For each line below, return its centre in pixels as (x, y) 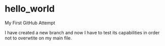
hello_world (30, 9)
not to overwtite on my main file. (38, 38)
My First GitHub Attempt (30, 23)
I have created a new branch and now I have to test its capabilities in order (82, 32)
